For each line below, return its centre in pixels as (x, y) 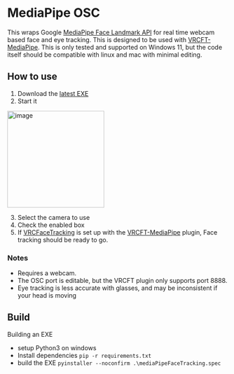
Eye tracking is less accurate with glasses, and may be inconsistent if (117, 288)
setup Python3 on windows (57, 347)
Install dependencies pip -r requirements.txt (84, 355)
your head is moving (47, 296)
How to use (32, 77)
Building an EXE (30, 334)
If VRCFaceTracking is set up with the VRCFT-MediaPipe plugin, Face (117, 232)
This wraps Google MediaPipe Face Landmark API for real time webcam (111, 32)
